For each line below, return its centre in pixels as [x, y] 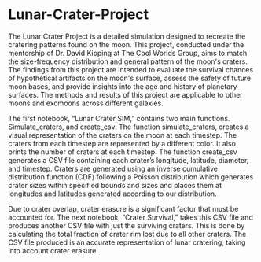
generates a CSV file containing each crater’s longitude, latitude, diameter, [129, 160]
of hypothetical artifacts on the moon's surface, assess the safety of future [130, 78]
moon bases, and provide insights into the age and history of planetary [123, 86]
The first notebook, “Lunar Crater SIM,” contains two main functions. [119, 118]
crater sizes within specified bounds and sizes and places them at [115, 185]
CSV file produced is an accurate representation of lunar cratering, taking [127, 242]
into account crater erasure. [53, 250]
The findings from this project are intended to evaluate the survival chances [131, 69]
